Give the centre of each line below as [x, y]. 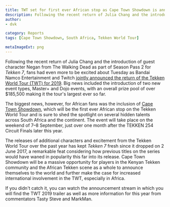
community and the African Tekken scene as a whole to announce [74, 167]
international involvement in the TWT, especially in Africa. [65, 178]
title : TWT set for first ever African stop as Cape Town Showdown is [81, 10]
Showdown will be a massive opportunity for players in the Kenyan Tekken [83, 162]
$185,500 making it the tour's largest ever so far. [56, 94]
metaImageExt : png [25, 47]
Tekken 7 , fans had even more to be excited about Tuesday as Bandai [78, 72]
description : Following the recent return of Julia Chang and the [77, 15]
